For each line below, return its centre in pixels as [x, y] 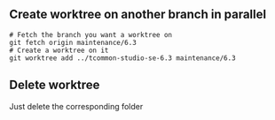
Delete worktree [55, 85]
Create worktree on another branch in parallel [138, 15]
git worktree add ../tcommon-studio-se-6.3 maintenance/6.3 [123, 58]
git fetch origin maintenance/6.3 [73, 42]
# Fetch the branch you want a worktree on [91, 34]
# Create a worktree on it [59, 50]
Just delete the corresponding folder [76, 106]
